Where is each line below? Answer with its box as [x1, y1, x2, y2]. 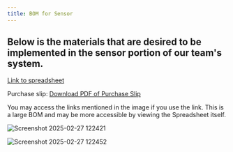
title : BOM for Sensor [7, 10, 73, 17]
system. [7, 58, 44, 70]
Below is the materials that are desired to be [7, 36, 202, 48]
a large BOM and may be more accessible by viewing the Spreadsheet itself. [7, 111, 227, 119]
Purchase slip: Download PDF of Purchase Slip [7, 90, 141, 98]
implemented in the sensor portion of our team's [7, 47, 222, 59]
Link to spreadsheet [7, 76, 65, 84]
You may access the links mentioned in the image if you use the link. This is [7, 103, 225, 112]
